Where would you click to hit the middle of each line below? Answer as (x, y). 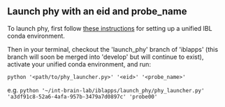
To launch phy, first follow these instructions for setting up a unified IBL (110, 28)
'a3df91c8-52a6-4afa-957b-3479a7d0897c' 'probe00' (82, 97)
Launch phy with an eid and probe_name (97, 12)
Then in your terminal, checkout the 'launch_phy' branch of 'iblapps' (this (113, 49)
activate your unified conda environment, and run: (79, 64)
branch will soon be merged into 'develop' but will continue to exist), (106, 57)
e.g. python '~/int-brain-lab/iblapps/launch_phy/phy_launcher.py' (106, 90)
